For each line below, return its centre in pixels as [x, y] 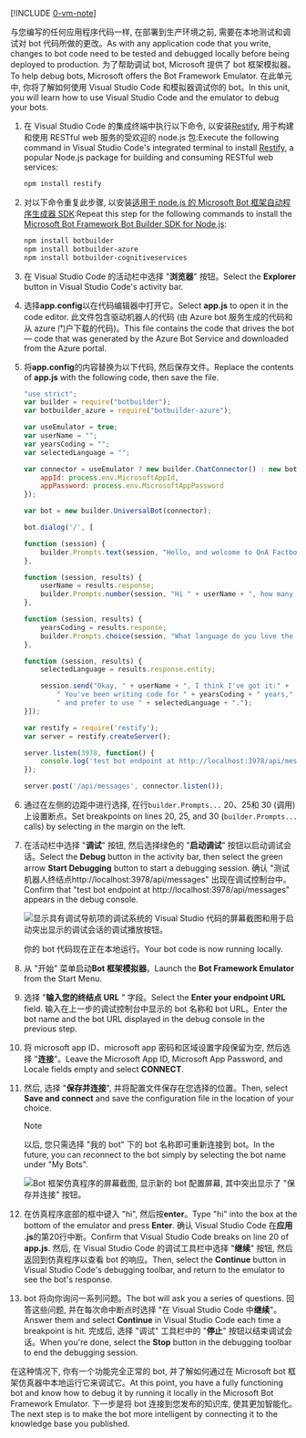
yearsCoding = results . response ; [104, 627]
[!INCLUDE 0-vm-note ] [53, 13]
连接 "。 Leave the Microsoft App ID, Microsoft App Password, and [160, 1059]
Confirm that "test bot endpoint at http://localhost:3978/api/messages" [157, 890]
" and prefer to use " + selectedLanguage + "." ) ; [155, 703]
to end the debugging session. [81, 1352]
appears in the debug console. [81, 899]
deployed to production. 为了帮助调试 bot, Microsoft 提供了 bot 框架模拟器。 [153, 64]
